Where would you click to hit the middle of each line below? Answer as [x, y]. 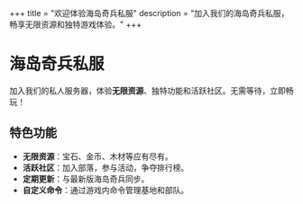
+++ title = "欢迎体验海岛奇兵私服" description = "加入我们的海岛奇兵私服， [149, 13]
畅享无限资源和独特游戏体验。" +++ [76, 24]
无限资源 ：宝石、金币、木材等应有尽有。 [97, 156]
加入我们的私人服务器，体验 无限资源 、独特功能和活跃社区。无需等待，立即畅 [151, 90]
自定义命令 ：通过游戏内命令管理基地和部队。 [106, 190]
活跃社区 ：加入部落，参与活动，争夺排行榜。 [106, 167]
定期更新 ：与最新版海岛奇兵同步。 [86, 179]
